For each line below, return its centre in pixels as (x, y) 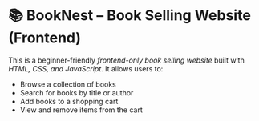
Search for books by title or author (77, 92)
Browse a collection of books (68, 84)
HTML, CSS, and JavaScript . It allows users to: (86, 68)
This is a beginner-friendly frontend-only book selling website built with (126, 60)
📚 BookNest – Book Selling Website (129, 16)
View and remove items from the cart (81, 110)
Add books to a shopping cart (69, 101)
